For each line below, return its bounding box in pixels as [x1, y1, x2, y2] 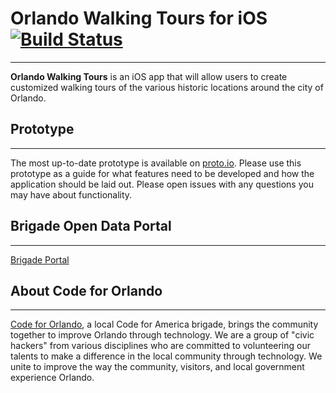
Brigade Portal [10, 253, 70, 266]
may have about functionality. [10, 188, 133, 201]
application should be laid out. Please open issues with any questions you [10, 178, 314, 190]
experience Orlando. [10, 372, 95, 384]
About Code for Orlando [10, 282, 163, 299]
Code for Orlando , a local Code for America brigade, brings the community [10, 318, 319, 331]
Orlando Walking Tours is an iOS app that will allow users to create [10, 70, 288, 82]
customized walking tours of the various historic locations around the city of [10, 81, 324, 93]
